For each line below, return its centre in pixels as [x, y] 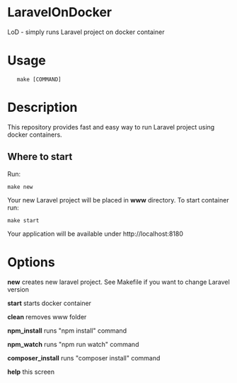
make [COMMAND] [39, 79]
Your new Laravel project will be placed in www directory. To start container [118, 200]
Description [42, 108]
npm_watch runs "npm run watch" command [73, 344]
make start [23, 220]
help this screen [31, 372]
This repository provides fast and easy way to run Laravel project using [111, 127]
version [18, 289]
